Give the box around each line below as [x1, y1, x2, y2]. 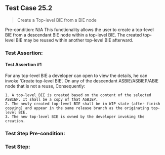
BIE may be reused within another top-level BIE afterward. [15, 37, 133, 43]
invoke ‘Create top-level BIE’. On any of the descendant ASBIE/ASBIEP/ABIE [5, 77, 159, 83]
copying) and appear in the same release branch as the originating [5, 106, 149, 111]
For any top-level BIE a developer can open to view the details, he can [5, 73, 148, 78]
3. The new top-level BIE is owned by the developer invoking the [5, 114, 145, 119]
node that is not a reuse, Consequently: [5, 83, 85, 89]
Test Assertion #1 [5, 62, 42, 68]
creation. [5, 118, 26, 123]
